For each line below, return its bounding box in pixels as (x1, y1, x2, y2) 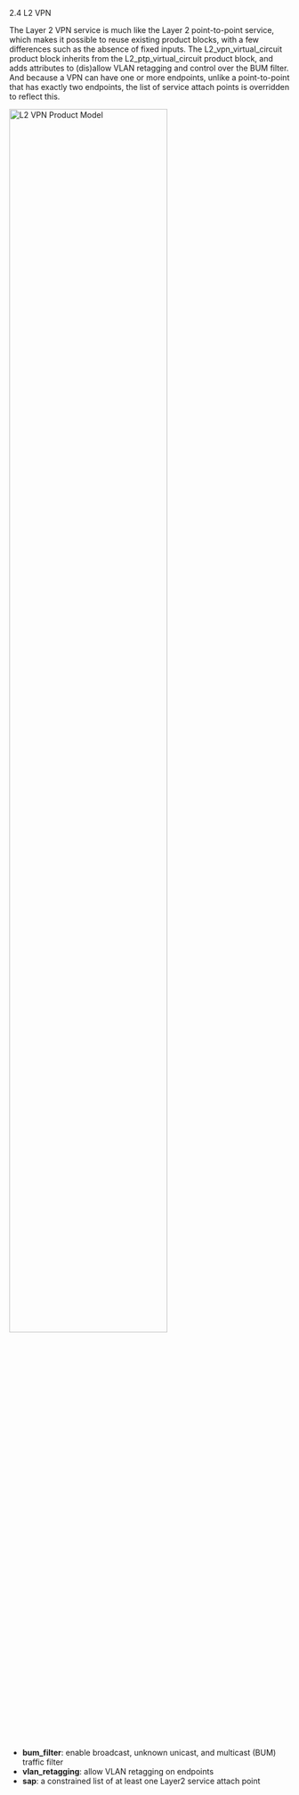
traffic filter (21, 1757, 64, 1767)
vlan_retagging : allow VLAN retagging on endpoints (21, 1766, 214, 1776)
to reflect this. (9, 91, 61, 102)
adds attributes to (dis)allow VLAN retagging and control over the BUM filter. (9, 62, 289, 73)
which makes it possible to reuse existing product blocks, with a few (9, 35, 260, 45)
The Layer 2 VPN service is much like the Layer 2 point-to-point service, (9, 25, 274, 35)
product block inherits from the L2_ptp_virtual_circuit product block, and (9, 54, 274, 63)
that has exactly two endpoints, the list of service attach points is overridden (9, 82, 290, 92)
